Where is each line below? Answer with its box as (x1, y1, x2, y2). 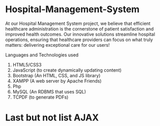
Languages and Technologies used (5, 52, 79, 58)
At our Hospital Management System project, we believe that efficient (5, 20, 151, 26)
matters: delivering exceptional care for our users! (5, 42, 110, 48)
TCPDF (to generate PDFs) (12, 94, 69, 100)
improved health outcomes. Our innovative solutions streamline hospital (5, 31, 155, 37)
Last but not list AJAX (5, 112, 99, 123)
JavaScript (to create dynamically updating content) (12, 67, 122, 73)
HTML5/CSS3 (12, 61, 42, 68)
